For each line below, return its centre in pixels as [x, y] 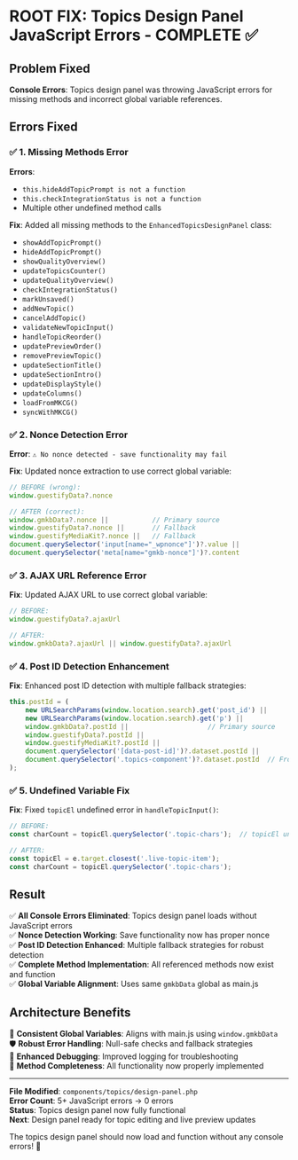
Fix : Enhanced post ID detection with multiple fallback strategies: [128, 686]
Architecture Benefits [70, 1012]
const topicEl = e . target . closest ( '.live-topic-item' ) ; [114, 858]
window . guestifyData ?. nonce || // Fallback [103, 528]
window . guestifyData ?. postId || [85, 735]
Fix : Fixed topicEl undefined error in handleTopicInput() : [114, 810]
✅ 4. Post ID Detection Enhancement [90, 666]
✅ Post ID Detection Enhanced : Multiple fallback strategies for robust [137, 945]
